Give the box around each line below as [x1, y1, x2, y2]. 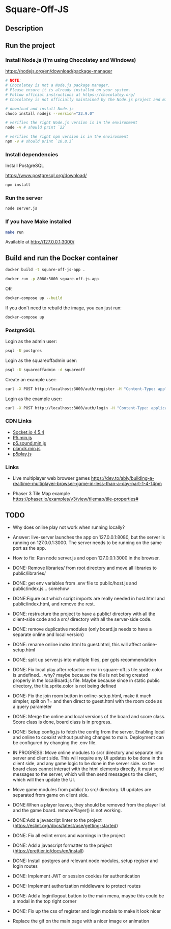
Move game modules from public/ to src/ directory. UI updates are [12, 786, 152, 792]
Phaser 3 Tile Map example [12, 491, 70, 497]
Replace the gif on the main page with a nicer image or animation [12, 918, 149, 924]
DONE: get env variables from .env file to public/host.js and [12, 580, 137, 586]
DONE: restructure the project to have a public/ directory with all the [12, 610, 156, 617]
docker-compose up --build [5, 295, 63, 301]
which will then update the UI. [12, 776, 75, 783]
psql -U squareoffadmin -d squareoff [5, 367, 85, 372]
